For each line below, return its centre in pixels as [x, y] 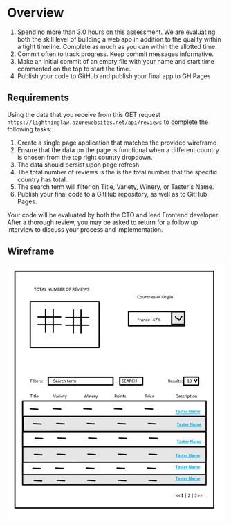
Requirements [38, 98]
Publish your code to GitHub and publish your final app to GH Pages [114, 76]
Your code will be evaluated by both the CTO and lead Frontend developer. [113, 215]
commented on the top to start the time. [74, 69]
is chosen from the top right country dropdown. [85, 157]
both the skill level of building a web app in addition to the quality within [119, 39]
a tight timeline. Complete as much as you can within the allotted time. [117, 46]
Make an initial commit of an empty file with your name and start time [115, 61]
